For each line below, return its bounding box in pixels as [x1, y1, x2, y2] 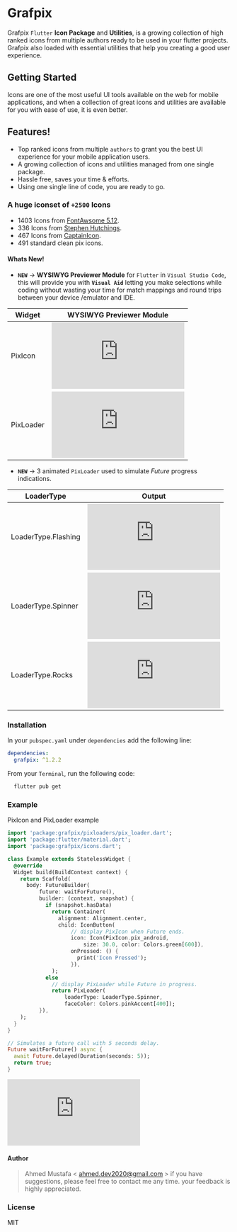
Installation [7, 720, 47, 730]
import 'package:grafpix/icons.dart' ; [7, 843, 122, 850]
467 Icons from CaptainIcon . [17, 231, 101, 239]
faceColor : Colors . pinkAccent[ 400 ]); [64, 1000, 175, 1007]
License [7, 1202, 35, 1212]
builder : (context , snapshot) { [38, 895, 134, 903]
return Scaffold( [20, 875, 71, 883]
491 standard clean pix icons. [17, 239, 104, 247]
